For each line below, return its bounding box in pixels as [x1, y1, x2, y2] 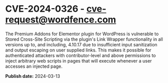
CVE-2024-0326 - [5, 3, 85, 15]
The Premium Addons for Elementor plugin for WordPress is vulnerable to [5, 31, 159, 37]
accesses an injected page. [5, 63, 63, 69]
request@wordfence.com [5, 14, 116, 25]
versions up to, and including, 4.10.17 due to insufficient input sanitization [5, 41, 157, 47]
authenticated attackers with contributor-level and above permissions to [5, 52, 156, 59]
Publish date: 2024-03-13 [5, 73, 60, 79]
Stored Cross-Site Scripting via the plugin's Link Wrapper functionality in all [5, 36, 163, 42]
